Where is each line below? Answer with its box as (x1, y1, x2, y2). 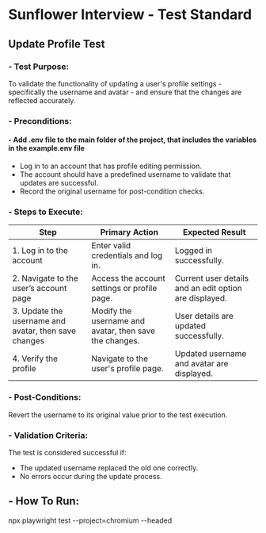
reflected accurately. (8, 95, 76, 105)
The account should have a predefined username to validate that (19, 170, 231, 179)
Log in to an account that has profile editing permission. (19, 161, 202, 171)
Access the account (91, 273, 166, 284)
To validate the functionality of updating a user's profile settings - (8, 79, 222, 88)
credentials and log (91, 250, 163, 261)
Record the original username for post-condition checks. (19, 186, 205, 196)
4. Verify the (12, 353, 58, 364)
